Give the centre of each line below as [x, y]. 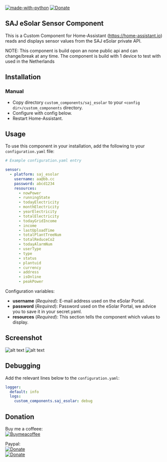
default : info [24, 392]
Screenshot [24, 338]
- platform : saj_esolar [34, 175]
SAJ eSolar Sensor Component [54, 23]
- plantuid [30, 263]
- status [27, 258]
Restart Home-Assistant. [38, 118]
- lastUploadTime [36, 230]
